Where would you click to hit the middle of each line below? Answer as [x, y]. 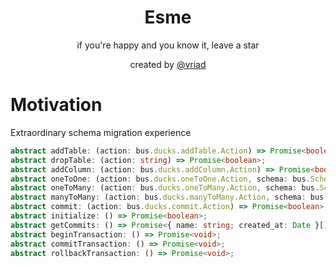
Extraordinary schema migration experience [101, 132]
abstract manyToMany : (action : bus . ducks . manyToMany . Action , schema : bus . [169, 197]
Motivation [56, 105]
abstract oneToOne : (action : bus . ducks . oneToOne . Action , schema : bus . [160, 179]
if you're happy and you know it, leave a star [168, 45]
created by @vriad [168, 64]
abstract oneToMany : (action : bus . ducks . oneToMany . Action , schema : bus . [165, 188]
